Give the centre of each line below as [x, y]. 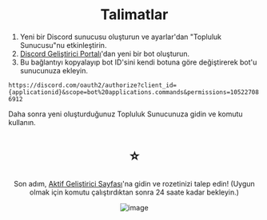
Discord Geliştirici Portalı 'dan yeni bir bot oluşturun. [105, 53]
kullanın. [22, 122]
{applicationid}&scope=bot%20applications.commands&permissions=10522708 [134, 92]
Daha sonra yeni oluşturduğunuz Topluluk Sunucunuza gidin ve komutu [126, 114]
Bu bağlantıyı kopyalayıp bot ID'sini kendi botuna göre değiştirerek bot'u [138, 62]
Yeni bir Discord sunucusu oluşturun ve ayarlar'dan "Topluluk [121, 37]
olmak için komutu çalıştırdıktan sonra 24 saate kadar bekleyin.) [134, 192]
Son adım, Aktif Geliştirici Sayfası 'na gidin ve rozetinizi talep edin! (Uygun [134, 183]
